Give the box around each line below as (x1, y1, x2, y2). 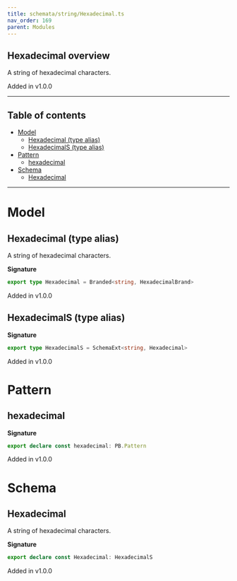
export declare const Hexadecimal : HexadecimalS (7, 554, 153, 561)
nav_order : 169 (7, 17, 52, 24)
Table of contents (7, 109, 86, 121)
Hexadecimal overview (7, 49, 111, 61)
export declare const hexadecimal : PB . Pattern (7, 442, 147, 450)
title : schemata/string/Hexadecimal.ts (7, 10, 125, 18)
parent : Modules (7, 23, 55, 30)
